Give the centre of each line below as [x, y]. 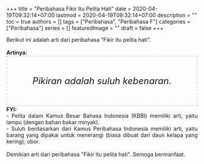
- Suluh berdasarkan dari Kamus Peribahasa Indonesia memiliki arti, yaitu [102, 129]
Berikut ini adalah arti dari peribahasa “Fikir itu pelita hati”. [79, 40]
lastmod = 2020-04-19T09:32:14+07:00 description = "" [127, 15]
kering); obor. [23, 141]
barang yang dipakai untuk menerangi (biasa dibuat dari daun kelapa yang [102, 135]
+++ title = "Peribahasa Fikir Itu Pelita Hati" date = [69, 9]
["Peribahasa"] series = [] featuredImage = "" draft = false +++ [85, 28]
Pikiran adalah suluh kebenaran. [102, 81]
